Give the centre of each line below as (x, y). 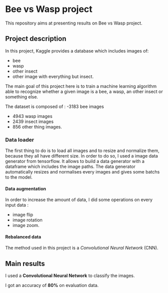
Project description (36, 39)
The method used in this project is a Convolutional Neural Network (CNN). (82, 248)
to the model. (19, 177)
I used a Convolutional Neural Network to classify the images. (70, 275)
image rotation (27, 220)
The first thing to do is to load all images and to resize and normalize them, (82, 150)
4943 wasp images (32, 116)
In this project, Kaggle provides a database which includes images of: (77, 50)
